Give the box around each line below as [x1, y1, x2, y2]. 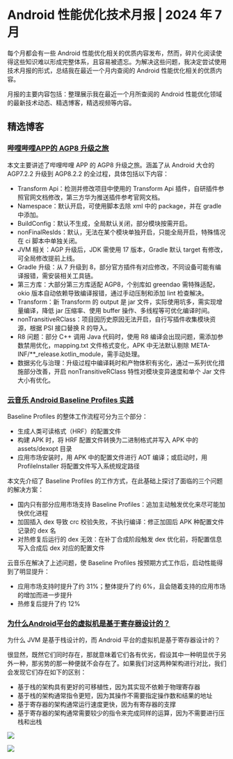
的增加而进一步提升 [17, 590, 73, 599]
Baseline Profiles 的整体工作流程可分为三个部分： [7, 412, 148, 420]
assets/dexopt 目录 [17, 444, 72, 452]
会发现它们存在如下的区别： [7, 668, 87, 677]
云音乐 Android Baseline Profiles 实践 [7, 395, 134, 405]
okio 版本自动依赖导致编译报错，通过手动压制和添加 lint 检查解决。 [17, 289, 209, 297]
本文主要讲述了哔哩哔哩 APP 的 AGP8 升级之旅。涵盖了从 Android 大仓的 [7, 160, 215, 169]
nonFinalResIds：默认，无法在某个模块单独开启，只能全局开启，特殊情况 [17, 228, 226, 236]
